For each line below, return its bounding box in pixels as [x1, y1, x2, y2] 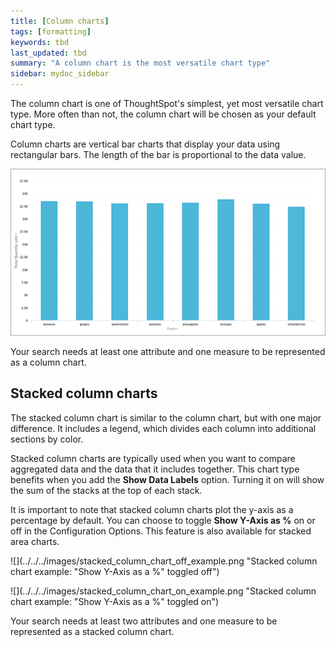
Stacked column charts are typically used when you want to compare [10, 452, 296, 464]
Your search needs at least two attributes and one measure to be [10, 615, 278, 627]
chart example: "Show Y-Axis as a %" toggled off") [10, 565, 220, 577]
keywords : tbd [10, 37, 70, 47]
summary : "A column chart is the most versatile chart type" [10, 58, 271, 69]
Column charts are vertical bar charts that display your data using [10, 138, 281, 150]
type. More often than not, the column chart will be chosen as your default [10, 108, 317, 120]
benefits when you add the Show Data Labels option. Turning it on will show [10, 473, 325, 485]
